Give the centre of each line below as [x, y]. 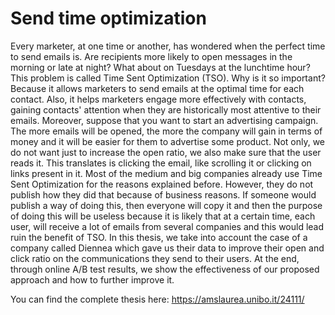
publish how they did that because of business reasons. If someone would [163, 194]
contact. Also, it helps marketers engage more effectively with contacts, [158, 99]
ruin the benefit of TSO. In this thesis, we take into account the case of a [159, 237]
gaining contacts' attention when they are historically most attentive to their [166, 109]
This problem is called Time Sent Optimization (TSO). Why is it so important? [168, 78]
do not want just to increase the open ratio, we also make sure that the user [166, 152]
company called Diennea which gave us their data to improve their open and [167, 248]
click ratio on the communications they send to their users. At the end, [155, 258]
